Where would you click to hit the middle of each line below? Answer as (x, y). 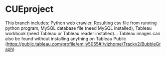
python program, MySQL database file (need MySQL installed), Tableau (79, 28)
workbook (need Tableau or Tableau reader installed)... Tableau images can (83, 33)
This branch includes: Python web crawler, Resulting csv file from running (81, 23)
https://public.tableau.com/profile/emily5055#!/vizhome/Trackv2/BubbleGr (84, 44)
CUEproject (29, 9)
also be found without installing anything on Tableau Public (66, 39)
